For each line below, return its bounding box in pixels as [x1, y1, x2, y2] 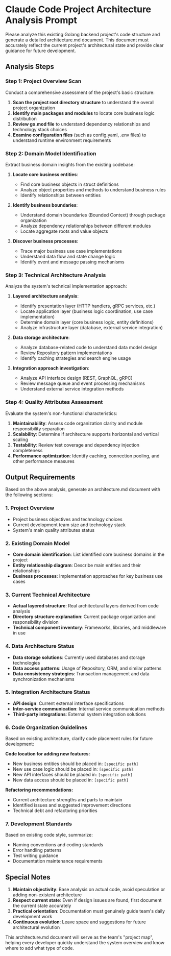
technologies [12, 659, 40, 666]
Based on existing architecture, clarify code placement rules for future [5, 736, 153, 742]
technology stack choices [12, 126, 67, 132]
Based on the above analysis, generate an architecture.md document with [5, 486, 161, 493]
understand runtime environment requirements [12, 137, 111, 143]
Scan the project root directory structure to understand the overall [12, 99, 155, 105]
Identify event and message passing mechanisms [20, 259, 125, 265]
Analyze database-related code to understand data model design [20, 345, 158, 351]
